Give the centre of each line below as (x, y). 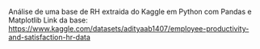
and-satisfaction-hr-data (50, 37)
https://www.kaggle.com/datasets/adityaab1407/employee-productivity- (129, 29)
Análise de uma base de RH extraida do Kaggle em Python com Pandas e (130, 12)
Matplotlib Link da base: (48, 20)
